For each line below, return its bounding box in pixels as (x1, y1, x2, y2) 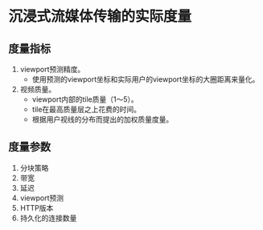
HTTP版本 (19, 203, 54, 212)
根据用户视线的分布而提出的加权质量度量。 (31, 115, 174, 124)
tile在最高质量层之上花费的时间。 (31, 105, 142, 114)
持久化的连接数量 (19, 213, 77, 223)
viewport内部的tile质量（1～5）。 (31, 95, 138, 104)
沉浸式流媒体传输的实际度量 (8, 7, 192, 26)
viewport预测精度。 (19, 65, 85, 74)
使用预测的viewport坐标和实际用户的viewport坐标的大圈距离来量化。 (31, 75, 260, 84)
